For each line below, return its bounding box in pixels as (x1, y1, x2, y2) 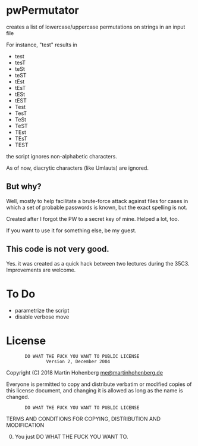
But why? (6, 182, 42, 192)
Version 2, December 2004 (46, 358, 111, 365)
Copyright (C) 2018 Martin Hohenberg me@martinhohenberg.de (6, 369, 164, 376)
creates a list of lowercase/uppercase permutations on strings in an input (6, 23, 186, 30)
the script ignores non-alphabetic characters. (6, 152, 117, 160)
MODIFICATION (6, 422, 45, 429)
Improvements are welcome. (6, 266, 76, 273)
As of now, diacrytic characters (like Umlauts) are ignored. (6, 164, 149, 171)
